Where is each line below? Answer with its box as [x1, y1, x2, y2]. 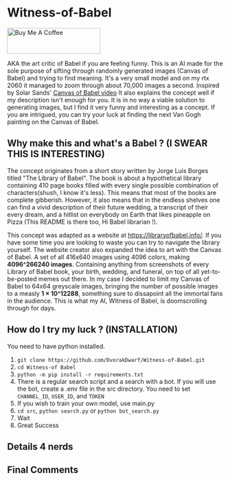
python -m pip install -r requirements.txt [16, 371, 144, 378]
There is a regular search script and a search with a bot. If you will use [16, 377, 216, 385]
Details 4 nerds [7, 441, 73, 453]
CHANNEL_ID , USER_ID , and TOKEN [16, 391, 104, 400]
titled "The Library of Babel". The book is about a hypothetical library [7, 174, 202, 182]
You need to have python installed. [7, 342, 105, 350]
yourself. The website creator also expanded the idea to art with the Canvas [7, 245, 222, 253]
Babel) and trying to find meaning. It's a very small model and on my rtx [7, 73, 209, 82]
